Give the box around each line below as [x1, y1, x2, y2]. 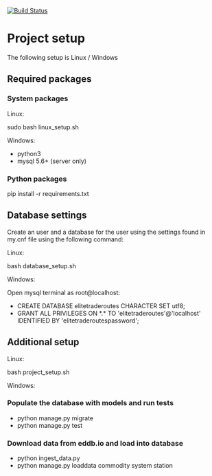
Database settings [7, 210, 87, 221]
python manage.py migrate [16, 413, 94, 422]
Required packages [7, 73, 92, 85]
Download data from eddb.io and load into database [7, 438, 184, 448]
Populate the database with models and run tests [7, 398, 174, 408]
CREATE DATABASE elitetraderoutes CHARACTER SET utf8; [16, 301, 185, 310]
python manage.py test [16, 421, 83, 429]
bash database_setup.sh [7, 261, 77, 270]
